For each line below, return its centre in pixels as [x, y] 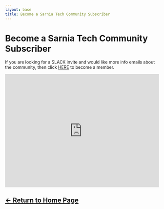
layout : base [18, 10]
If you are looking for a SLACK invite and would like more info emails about [80, 62]
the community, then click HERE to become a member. [60, 67]
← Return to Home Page [42, 200]
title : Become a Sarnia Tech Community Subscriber [58, 14]
